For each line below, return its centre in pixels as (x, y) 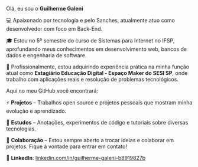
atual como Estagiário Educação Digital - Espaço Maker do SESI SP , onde (97, 73)
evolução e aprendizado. (36, 111)
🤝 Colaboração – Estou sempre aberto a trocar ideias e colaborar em (90, 140)
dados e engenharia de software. (46, 55)
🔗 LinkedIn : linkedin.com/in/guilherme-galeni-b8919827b (76, 158)
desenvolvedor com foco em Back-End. (54, 29)
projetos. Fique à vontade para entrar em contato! (66, 146)
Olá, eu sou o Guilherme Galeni (45, 9)
